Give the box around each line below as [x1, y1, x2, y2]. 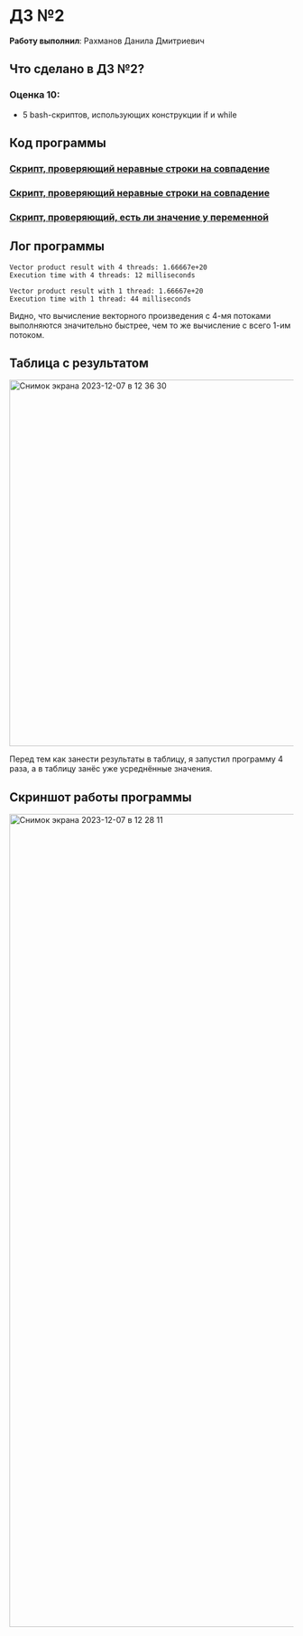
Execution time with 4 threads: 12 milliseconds [9, 270, 196, 280]
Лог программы [9, 238, 106, 254]
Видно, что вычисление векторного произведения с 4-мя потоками [9, 310, 271, 321]
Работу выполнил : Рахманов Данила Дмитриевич [9, 35, 205, 46]
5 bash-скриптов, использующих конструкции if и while [22, 109, 237, 120]
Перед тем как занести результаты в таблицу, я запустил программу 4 [9, 753, 284, 764]
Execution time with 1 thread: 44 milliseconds [9, 294, 192, 304]
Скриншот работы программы [9, 790, 192, 805]
